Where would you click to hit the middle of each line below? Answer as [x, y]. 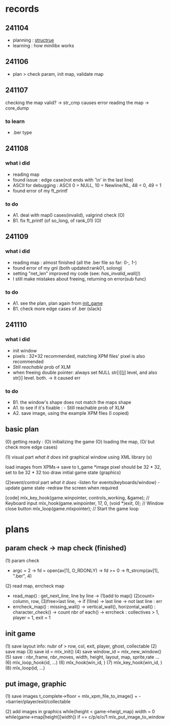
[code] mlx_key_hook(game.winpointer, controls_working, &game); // [77, 497]
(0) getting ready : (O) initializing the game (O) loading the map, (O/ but [80, 441]
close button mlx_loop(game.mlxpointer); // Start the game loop [72, 509]
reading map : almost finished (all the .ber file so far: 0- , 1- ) [75, 263]
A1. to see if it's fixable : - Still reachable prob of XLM [68, 408]
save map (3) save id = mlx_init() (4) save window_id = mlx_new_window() [83, 651]
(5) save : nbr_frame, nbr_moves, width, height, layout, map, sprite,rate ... [82, 657]
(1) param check [22, 560]
